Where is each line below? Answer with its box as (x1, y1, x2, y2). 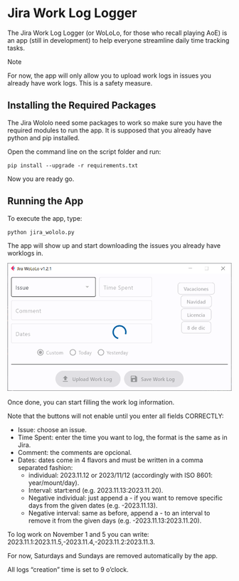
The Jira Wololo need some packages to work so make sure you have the (7, 118, 223, 127)
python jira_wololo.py (7, 229, 75, 236)
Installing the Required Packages (7, 100, 156, 112)
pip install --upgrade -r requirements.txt (7, 162, 139, 169)
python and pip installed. (7, 133, 80, 142)
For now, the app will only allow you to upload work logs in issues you (7, 71, 212, 80)
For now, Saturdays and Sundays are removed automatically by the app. (7, 552, 218, 560)
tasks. (7, 43, 26, 52)
